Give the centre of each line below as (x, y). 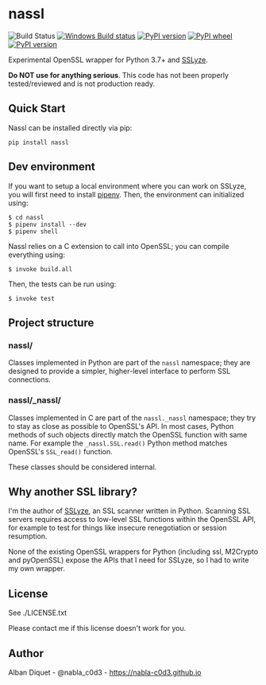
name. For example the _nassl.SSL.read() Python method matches (118, 443)
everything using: (37, 255)
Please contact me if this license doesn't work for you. (97, 629)
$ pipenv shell (33, 232)
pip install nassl (39, 142)
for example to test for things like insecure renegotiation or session (118, 528)
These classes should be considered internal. (83, 467)
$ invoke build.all (40, 269)
